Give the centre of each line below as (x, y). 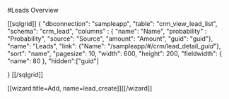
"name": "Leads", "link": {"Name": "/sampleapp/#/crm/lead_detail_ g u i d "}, (114, 46)
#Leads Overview (33, 10)
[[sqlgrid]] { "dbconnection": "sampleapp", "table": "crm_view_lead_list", (112, 24)
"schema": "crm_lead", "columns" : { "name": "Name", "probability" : (107, 31)
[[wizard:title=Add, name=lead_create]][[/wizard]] (80, 88)
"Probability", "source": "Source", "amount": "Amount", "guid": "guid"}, (110, 39)
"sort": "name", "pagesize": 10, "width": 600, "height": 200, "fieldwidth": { (115, 53)
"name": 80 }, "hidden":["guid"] (53, 61)
